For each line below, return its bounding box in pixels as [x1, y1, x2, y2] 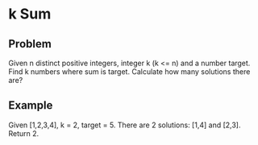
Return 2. [8, 128, 40, 138]
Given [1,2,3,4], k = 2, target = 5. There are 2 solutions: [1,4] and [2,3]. [8, 120, 241, 130]
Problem [8, 37, 52, 51]
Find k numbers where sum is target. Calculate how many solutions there [8, 67, 251, 77]
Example [8, 98, 53, 113]
